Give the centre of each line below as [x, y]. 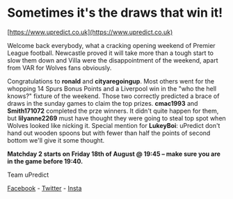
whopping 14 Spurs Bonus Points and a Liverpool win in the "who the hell [112, 88]
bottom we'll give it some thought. [56, 140]
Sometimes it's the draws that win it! [115, 13]
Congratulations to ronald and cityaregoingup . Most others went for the [111, 81]
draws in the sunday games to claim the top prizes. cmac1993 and [103, 103]
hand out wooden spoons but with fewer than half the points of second [109, 133]
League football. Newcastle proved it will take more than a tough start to [111, 53]
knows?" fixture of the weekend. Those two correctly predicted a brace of [113, 96]
